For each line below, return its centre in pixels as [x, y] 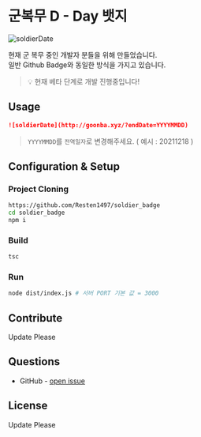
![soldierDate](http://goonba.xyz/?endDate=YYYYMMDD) [99, 125]
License [28, 406]
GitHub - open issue [52, 381]
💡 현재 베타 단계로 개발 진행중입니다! [84, 81]
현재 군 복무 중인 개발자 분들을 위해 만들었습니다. [83, 55]
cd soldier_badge [37, 213]
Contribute [35, 318]
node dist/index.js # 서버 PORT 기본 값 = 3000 [84, 293]
